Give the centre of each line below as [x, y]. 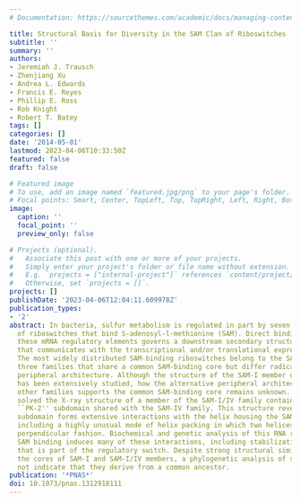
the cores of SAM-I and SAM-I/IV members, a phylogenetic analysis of [152, 459]
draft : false [34, 167]
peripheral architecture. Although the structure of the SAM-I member [152, 375]
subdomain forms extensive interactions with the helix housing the [148, 417]
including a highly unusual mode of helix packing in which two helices [156, 426]
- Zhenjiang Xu [38, 76]
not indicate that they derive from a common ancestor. [124, 467]
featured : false [39, 159]
